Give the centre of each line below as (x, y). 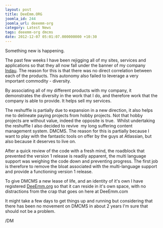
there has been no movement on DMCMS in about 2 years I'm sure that (77, 206)
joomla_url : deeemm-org (29, 23)
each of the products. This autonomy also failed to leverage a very (72, 76)
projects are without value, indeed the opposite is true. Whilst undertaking (80, 121)
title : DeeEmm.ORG (24, 14)
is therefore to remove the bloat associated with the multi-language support (81, 166)
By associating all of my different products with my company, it (68, 90)
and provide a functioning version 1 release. (49, 171)
